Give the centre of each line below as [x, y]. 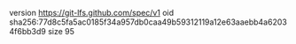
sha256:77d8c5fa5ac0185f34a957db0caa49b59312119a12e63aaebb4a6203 [148, 22]
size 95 [61, 31]
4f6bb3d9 [27, 31]
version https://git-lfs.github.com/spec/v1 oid [92, 13]
